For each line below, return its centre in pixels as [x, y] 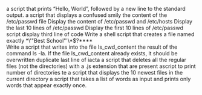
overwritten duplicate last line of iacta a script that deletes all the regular [96, 60]
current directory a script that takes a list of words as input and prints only [99, 79]
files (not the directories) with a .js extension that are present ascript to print [101, 66]
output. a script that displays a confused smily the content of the [87, 15]
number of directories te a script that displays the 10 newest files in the [95, 72]
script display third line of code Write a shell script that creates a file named [100, 34]
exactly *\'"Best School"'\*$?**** [50, 41]
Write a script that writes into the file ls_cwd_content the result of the [92, 47]
